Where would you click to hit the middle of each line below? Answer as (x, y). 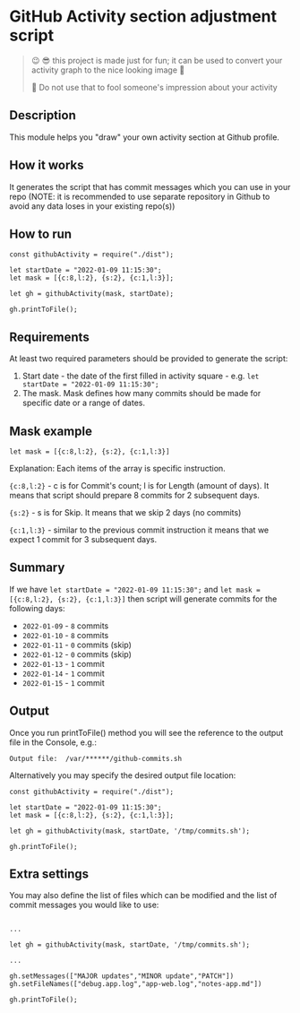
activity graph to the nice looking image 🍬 (108, 70)
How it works (47, 165)
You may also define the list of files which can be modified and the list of (143, 896)
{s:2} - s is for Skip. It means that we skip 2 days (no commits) (125, 512)
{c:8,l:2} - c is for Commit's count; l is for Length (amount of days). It (139, 485)
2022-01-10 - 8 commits (65, 635)
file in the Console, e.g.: (53, 742)
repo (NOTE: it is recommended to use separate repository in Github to (140, 196)
